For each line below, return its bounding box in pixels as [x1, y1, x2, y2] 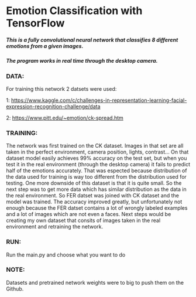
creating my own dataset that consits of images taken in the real [6, 217, 161, 224]
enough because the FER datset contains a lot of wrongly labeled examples [6, 204, 188, 211]
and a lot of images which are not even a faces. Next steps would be [6, 211, 171, 218]
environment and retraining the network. [6, 223, 104, 230]
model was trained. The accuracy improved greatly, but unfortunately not [6, 198, 183, 206]
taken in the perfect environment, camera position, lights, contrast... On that [6, 148, 189, 156]
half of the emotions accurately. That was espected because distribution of [6, 167, 187, 174]
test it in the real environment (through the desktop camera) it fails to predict [6, 161, 191, 168]
